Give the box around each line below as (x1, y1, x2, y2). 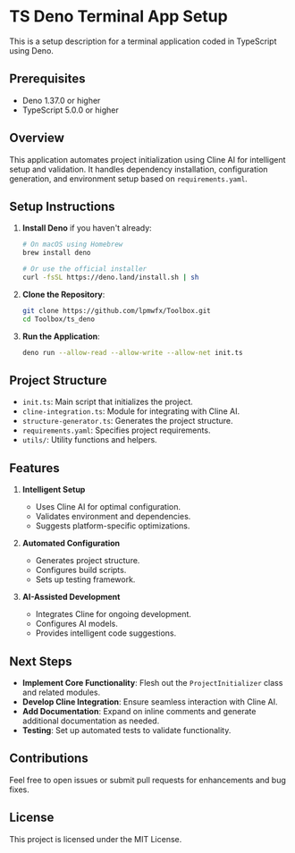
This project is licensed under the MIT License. (9, 833, 182, 844)
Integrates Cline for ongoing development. (35, 609, 192, 620)
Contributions (9, 751, 88, 766)
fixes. (9, 784, 29, 795)
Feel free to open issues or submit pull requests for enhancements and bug (9, 774, 286, 785)
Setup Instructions (9, 198, 115, 214)
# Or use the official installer (21, 265, 147, 274)
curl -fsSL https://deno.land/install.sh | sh (21, 273, 199, 282)
